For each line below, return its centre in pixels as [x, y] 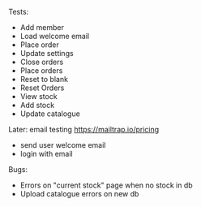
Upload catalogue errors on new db [79, 194]
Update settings [47, 53]
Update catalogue [50, 114]
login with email [46, 154]
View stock [39, 96]
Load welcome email [55, 36]
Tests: [19, 12]
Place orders [41, 71]
